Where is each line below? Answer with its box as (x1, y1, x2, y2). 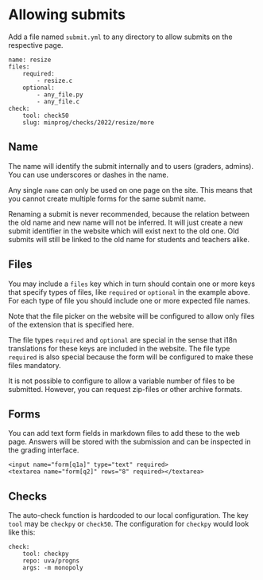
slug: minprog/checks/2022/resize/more (22, 118, 155, 127)
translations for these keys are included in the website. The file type (8, 343, 230, 353)
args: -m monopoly (22, 564, 83, 572)
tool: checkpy (22, 550, 69, 558)
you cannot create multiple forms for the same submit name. (8, 194, 207, 203)
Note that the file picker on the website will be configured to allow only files (8, 311, 255, 320)
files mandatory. (8, 360, 61, 370)
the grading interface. (8, 445, 79, 455)
